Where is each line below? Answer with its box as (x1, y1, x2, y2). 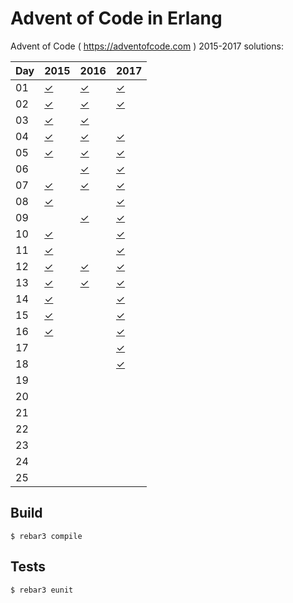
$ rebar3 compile (10, 531, 83, 541)
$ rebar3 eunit (10, 585, 74, 595)
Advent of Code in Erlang (10, 7, 223, 30)
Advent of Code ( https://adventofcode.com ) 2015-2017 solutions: (10, 40, 284, 52)
